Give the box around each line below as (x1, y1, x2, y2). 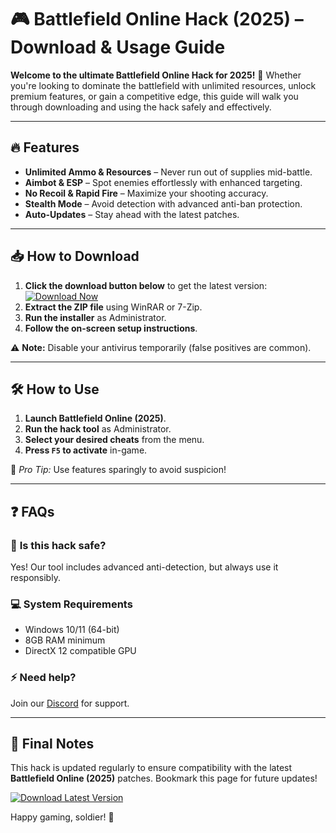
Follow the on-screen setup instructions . (24, 322, 198, 334)
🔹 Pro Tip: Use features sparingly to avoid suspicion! (10, 464, 227, 476)
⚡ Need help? (10, 671, 77, 685)
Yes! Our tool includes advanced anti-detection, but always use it (10, 561, 279, 573)
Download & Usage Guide (10, 36, 226, 59)
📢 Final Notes (10, 736, 95, 753)
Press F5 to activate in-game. (24, 444, 148, 456)
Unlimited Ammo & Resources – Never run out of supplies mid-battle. (24, 166, 313, 178)
